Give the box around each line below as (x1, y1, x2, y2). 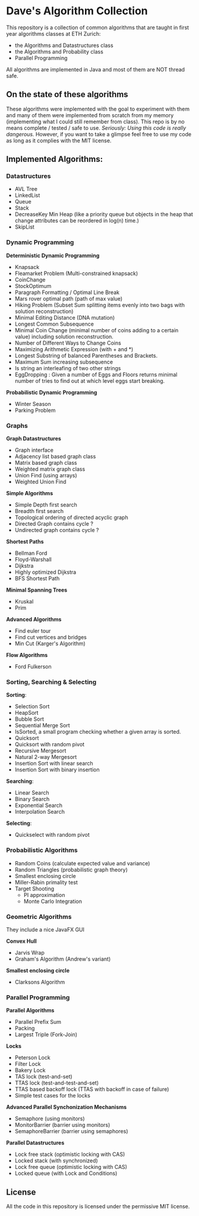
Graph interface (14, 446, 53, 454)
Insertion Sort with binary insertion (14, 766, 100, 773)
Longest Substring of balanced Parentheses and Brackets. (14, 352, 158, 359)
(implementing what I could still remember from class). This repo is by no (6, 118, 185, 125)
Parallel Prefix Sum (14, 1018, 61, 1026)
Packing (14, 1025, 35, 1032)
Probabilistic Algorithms (6, 846, 78, 855)
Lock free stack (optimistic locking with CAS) (14, 1151, 125, 1158)
